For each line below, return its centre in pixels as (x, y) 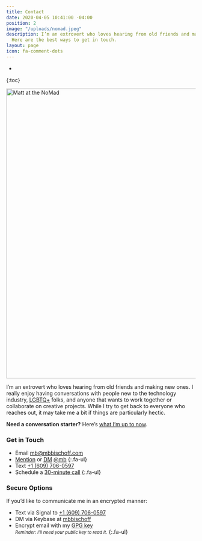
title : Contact (25, 12)
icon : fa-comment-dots (35, 51)
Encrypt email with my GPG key (54, 525)
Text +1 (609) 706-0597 (44, 466)
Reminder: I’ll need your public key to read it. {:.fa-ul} (71, 532)
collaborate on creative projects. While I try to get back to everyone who (96, 406)
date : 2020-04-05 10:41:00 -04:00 (50, 18)
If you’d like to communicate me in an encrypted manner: (77, 501)
